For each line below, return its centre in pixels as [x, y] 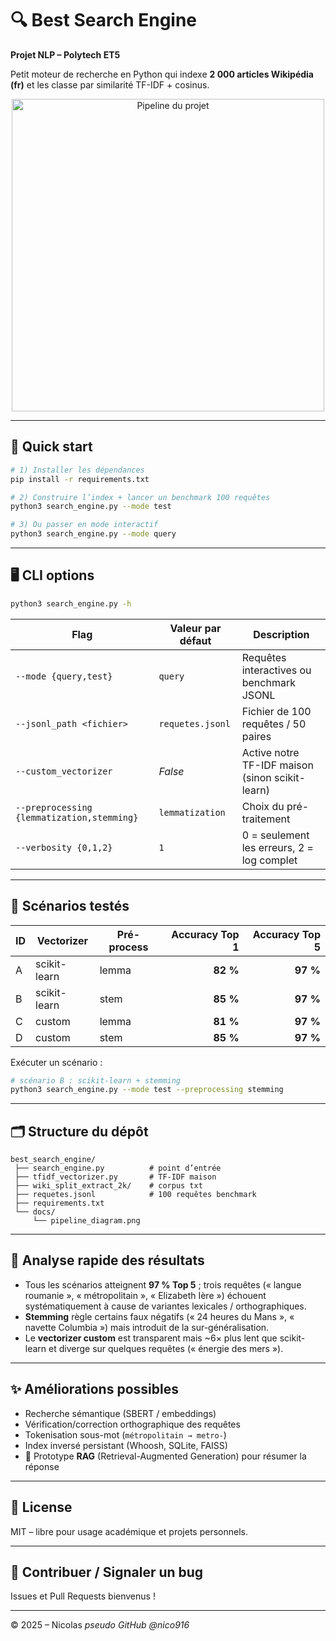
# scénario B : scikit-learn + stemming [96, 1080]
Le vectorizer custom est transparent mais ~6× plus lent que [151, 1338]
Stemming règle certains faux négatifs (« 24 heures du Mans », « [159, 1316]
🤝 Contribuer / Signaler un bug [107, 1572]
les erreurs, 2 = [277, 847]
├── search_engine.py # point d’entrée [118, 1168]
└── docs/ [35, 1212]
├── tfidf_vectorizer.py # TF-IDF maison [115, 1177]
